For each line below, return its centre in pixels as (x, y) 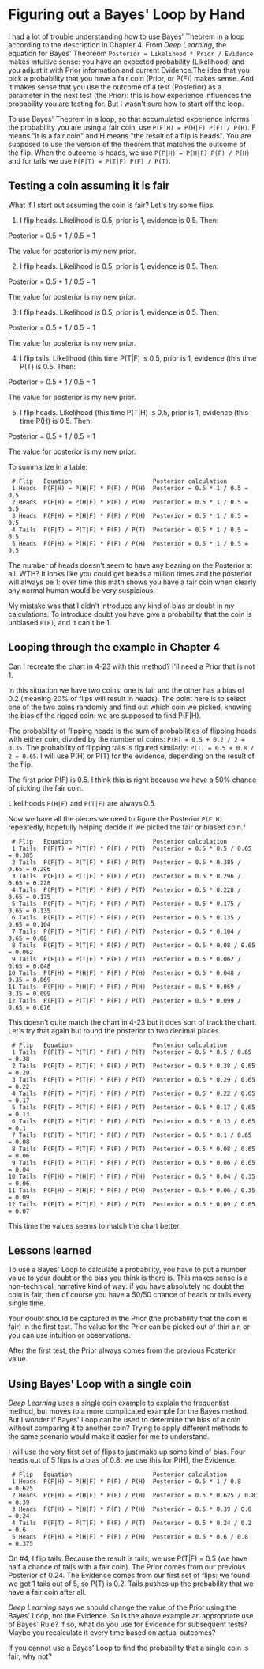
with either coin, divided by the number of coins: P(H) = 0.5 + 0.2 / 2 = (127, 739)
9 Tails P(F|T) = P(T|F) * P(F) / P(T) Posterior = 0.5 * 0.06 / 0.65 (134, 1163)
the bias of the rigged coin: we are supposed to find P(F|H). (105, 715)
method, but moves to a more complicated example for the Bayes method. (128, 1411)
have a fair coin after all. (47, 1592)
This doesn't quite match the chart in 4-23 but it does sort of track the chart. (132, 1022)
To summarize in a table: (48, 466)
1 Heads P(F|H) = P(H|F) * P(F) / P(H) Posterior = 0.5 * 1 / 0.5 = (130, 488)
